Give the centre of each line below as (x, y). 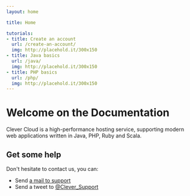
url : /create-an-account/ (44, 45)
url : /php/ (25, 78)
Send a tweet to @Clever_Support (56, 187)
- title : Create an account (41, 39)
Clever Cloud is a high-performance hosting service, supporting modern (95, 130)
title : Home (21, 22)
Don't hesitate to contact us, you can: (52, 169)
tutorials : (20, 33)
